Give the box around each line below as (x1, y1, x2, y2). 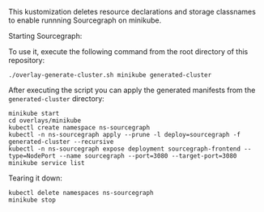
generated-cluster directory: (8, 94, 105, 104)
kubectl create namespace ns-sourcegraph (8, 124, 151, 132)
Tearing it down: (8, 173, 63, 183)
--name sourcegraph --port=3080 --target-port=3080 (59, 152, 237, 160)
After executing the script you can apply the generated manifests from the (8, 85, 256, 95)
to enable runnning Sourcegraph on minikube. (8, 15, 162, 25)
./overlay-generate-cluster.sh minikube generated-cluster (8, 71, 212, 79)
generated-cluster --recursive (8, 138, 114, 146)
